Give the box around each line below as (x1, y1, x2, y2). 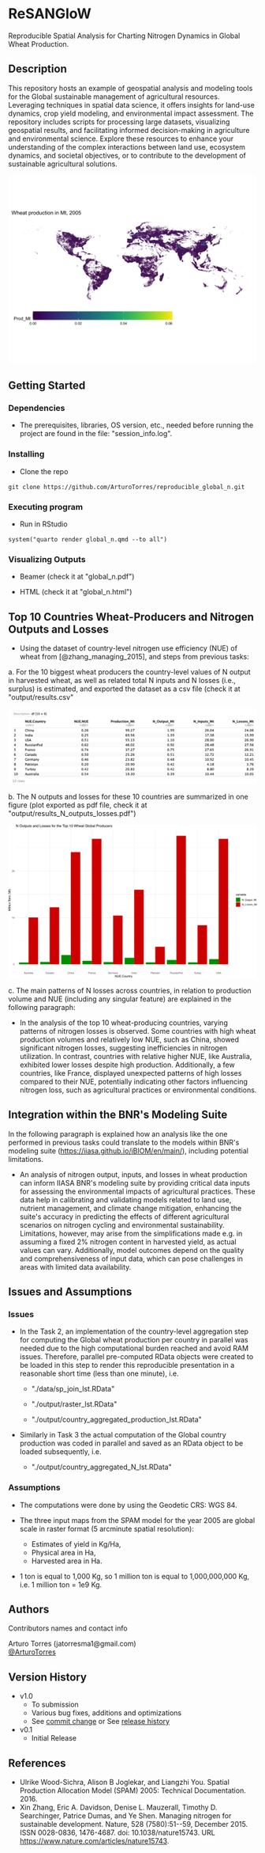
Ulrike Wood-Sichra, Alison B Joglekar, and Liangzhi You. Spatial (19, 1777, 230, 1787)
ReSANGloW (8, 5, 92, 23)
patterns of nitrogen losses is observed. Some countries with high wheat (19, 1026, 256, 1035)
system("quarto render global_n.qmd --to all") (8, 535, 168, 543)
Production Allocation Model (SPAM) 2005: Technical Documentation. (19, 1786, 246, 1795)
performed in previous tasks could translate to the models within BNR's (8, 1137, 240, 1147)
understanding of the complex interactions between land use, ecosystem (8, 142, 246, 151)
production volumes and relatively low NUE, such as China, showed (19, 1035, 239, 1044)
